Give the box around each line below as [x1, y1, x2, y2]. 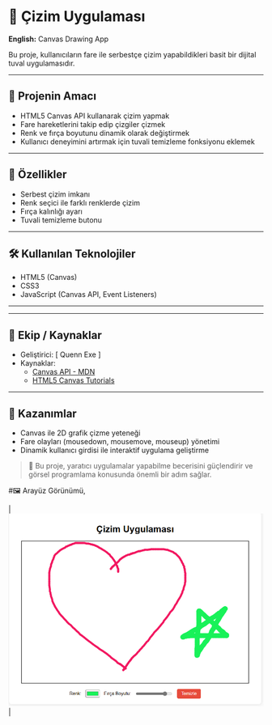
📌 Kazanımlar [8, 406, 77, 420]
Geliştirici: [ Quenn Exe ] [19, 350, 101, 359]
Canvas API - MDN [32, 367, 96, 377]
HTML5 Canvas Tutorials [32, 375, 115, 385]
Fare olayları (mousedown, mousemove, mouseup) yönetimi [19, 437, 220, 446]
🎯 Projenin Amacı [8, 89, 97, 104]
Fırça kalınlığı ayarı [19, 206, 83, 216]
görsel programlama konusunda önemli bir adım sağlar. [28, 469, 212, 479]
